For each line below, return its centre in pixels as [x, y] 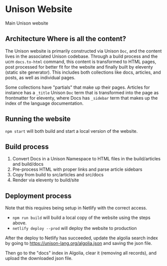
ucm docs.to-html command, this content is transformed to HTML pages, [81, 62]
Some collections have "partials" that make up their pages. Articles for [77, 87]
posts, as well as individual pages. [40, 77]
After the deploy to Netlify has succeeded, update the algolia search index [82, 238]
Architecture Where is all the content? [66, 39]
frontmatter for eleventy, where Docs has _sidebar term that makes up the [81, 98]
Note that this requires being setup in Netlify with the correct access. [76, 208]
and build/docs [28, 164]
